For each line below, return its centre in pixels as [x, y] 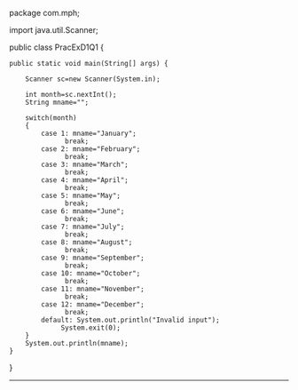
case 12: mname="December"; [93, 305]
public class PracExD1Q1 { [57, 47]
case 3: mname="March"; [85, 164]
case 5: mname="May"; [81, 195]
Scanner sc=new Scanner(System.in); [93, 79]
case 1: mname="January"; [89, 133]
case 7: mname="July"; [83, 227]
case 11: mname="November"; [93, 289]
